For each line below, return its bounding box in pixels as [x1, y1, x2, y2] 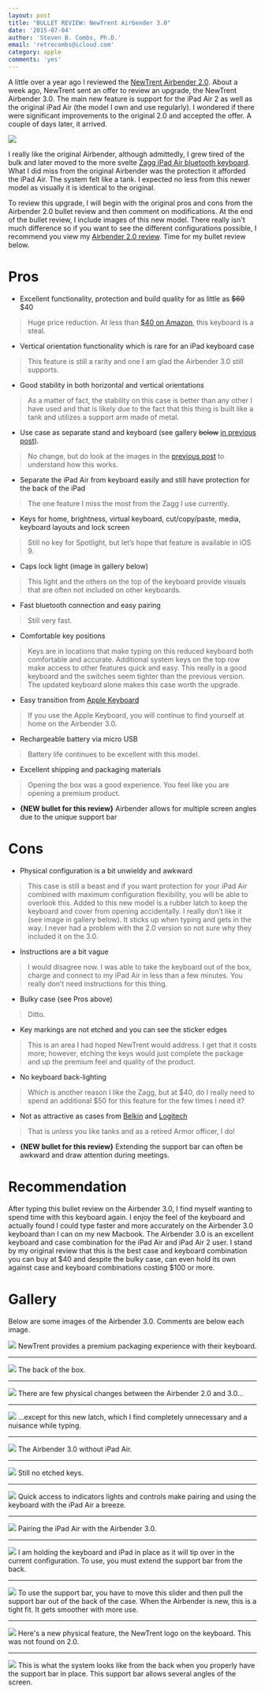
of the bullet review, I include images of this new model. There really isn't [8, 215, 246, 224]
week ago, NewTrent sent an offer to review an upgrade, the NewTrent [8, 85, 237, 95]
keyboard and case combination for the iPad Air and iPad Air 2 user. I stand [8, 1237, 252, 1247]
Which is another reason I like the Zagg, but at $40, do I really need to [27, 1087, 255, 1097]
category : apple [8, 48, 62, 56]
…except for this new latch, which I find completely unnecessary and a [17, 1412, 248, 1421]
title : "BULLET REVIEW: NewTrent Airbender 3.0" [8, 19, 171, 27]
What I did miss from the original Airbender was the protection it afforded [8, 166, 246, 175]
